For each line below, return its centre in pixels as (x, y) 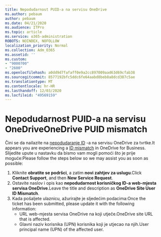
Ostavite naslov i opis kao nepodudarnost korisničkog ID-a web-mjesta (84, 183)
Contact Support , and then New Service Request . (62, 178)
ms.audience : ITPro (25, 28)
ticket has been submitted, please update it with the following (73, 204)
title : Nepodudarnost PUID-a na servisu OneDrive (56, 9)
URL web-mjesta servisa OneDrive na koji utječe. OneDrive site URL (86, 214)
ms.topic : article (23, 32)
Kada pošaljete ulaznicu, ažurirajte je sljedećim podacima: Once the (79, 199)
